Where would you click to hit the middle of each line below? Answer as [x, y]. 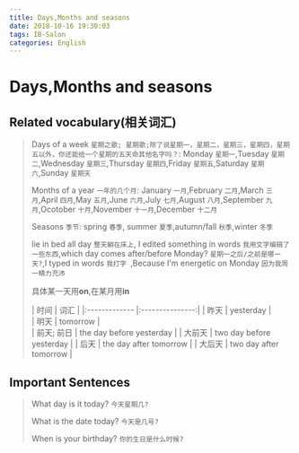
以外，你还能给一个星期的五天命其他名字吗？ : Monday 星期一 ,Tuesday [154, 154]
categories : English [48, 43]
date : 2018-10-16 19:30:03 [60, 26]
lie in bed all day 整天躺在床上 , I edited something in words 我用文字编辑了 [160, 244]
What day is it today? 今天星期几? [90, 404]
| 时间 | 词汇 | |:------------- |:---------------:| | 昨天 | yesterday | [151, 310]
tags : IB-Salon [38, 34]
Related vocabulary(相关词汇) [93, 122]
